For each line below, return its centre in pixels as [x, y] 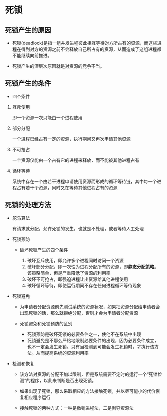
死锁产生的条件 [28, 84]
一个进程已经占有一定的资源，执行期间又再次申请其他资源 [71, 139]
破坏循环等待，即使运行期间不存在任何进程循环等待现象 [84, 285]
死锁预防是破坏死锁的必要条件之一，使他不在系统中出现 [84, 334]
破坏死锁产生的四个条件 [44, 250]
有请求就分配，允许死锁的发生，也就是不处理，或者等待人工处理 [78, 228]
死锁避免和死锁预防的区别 [46, 323]
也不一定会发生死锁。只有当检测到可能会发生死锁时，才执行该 [91, 347]
